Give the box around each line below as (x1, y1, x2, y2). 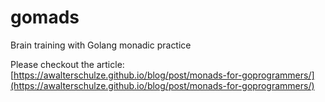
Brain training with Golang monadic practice (10, 39, 192, 51)
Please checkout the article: (10, 58, 125, 70)
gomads (10, 6, 80, 29)
